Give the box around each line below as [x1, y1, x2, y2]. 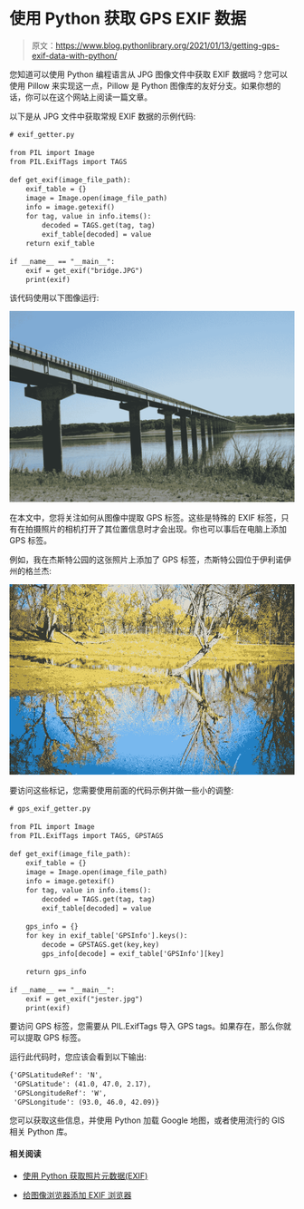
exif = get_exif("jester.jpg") [25, 994, 144, 1003]
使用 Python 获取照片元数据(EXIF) [22, 1170, 148, 1181]
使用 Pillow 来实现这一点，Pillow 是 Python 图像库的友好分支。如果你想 [9, 80, 273, 91]
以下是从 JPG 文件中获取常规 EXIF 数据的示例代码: [9, 111, 196, 122]
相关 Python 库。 [9, 1126, 72, 1136]
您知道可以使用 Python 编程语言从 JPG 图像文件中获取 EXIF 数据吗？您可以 [9, 69, 288, 80]
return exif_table [25, 239, 95, 248]
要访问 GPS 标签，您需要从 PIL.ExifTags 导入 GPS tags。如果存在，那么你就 [9, 1020, 291, 1031]
